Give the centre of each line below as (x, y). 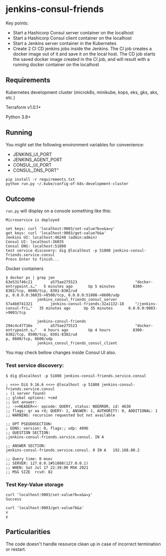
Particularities (28, 532)
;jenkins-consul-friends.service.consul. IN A (55, 437)
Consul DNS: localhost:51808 (36, 246)
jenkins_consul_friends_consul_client (77, 343)
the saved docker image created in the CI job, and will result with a (81, 59)
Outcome (20, 199)
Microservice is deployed (32, 220)
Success (14, 499)
